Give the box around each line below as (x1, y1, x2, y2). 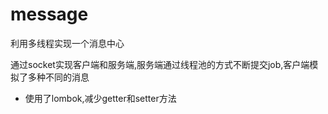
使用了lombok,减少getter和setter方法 (24, 92, 177, 104)
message (10, 3, 89, 26)
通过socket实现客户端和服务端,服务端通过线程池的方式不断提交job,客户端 (10, 58, 310, 70)
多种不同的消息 (27, 71, 90, 83)
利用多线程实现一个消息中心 (10, 37, 125, 49)
